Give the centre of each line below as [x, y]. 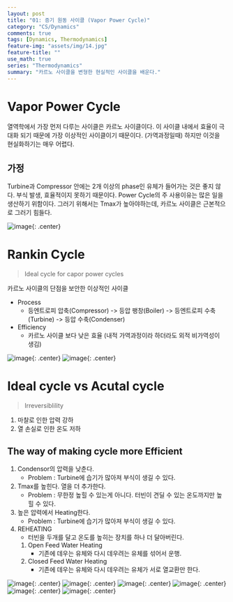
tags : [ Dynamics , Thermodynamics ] [58, 40]
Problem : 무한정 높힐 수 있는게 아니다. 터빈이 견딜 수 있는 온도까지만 [121, 495]
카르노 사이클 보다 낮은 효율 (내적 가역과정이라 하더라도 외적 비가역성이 [124, 336]
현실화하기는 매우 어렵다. [41, 144]
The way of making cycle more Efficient [95, 451]
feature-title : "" [34, 53]
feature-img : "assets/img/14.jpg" [58, 46]
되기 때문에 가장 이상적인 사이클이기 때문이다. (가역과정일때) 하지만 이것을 [120, 135]
